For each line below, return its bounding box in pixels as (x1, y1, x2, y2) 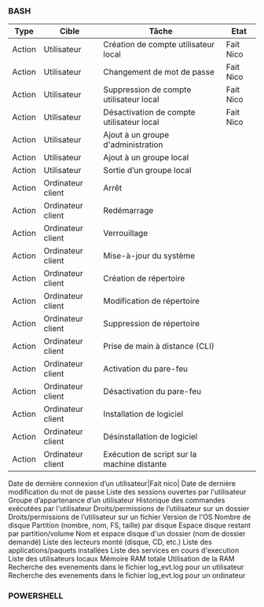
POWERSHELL (8, 590, 64, 601)
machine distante (103, 458, 167, 469)
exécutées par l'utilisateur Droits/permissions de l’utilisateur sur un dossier (8, 504, 250, 513)
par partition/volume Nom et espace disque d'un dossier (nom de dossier (8, 529, 246, 539)
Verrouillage (103, 228, 148, 239)
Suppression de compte (103, 84, 192, 95)
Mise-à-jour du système (103, 250, 195, 261)
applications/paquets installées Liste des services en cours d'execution (8, 546, 240, 555)
